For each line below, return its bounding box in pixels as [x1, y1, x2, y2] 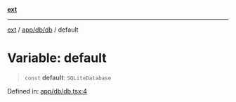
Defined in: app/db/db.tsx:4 [7, 87, 88, 95]
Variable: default [7, 50, 107, 66]
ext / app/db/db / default [7, 25, 79, 34]
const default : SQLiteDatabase [24, 73, 112, 82]
